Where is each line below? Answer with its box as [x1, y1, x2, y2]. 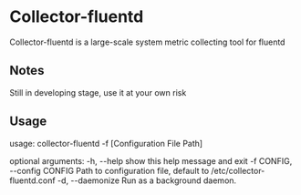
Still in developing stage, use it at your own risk [9, 87, 187, 97]
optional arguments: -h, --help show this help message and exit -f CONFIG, [9, 155, 293, 166]
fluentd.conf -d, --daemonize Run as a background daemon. [9, 175, 237, 186]
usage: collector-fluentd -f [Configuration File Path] [9, 138, 203, 149]
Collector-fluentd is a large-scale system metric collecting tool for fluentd [9, 36, 285, 47]
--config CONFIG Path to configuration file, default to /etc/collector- [9, 165, 265, 176]
